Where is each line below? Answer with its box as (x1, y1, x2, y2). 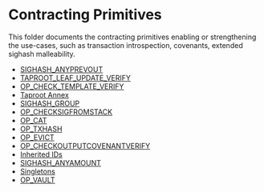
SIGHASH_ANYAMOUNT (19, 158, 102, 167)
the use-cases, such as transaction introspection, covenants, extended (8, 40, 243, 50)
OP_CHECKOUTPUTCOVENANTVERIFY (19, 141, 151, 150)
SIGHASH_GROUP (19, 98, 80, 108)
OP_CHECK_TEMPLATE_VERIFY (19, 82, 124, 91)
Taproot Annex (19, 90, 70, 99)
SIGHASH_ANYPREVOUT (19, 64, 104, 74)
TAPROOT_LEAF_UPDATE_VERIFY (19, 73, 131, 82)
